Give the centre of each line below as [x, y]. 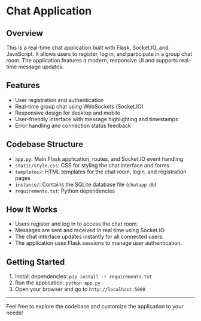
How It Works [32, 210]
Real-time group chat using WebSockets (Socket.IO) [79, 106]
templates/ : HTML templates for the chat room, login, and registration [100, 172]
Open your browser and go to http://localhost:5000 [80, 289]
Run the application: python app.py [57, 283]
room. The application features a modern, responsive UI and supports [92, 60]
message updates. [41, 67]
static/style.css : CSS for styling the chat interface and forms [92, 165]
